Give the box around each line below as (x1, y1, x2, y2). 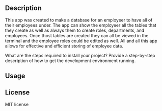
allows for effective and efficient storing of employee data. (5, 43, 124, 49)
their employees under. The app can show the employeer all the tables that (5, 22, 157, 28)
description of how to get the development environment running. (5, 58, 136, 64)
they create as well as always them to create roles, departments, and (5, 27, 144, 33)
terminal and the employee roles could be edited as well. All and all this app (5, 38, 158, 44)
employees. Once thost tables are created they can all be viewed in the (5, 32, 149, 38)
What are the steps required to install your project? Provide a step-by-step (5, 52, 156, 58)
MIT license (5, 101, 29, 107)
